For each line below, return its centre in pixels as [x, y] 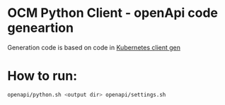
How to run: [42, 76]
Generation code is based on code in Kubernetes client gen [94, 47]
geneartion [41, 28]
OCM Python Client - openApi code [112, 13]
